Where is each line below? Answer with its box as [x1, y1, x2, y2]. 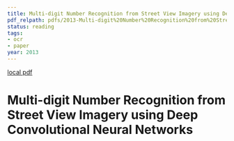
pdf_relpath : [7, 17, 45, 24]
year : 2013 [7, 49, 39, 56]
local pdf [7, 67, 33, 76]
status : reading [7, 23, 54, 30]
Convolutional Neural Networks [7, 122, 194, 138]
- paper [7, 42, 30, 49]
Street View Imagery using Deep [7, 107, 198, 123]
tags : [7, 29, 23, 37]
